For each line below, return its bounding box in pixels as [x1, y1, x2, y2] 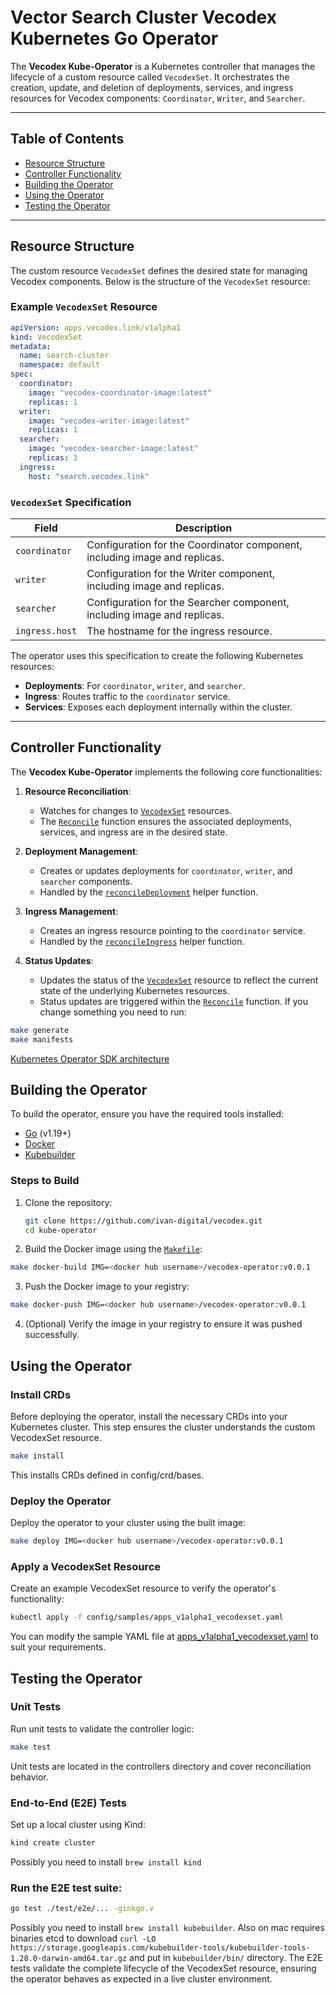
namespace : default [19, 360, 101, 370]
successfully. [24, 1329, 80, 1341]
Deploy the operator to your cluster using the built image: [10, 1517, 247, 1529]
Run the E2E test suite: [10, 1881, 123, 1895]
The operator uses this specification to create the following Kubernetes [10, 650, 304, 662]
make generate [10, 1025, 70, 1035]
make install [10, 1451, 65, 1461]
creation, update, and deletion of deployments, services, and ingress [10, 81, 294, 93]
